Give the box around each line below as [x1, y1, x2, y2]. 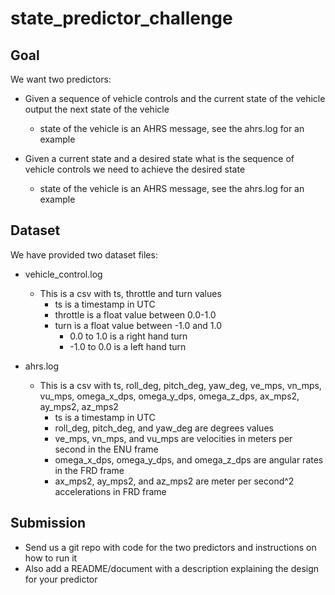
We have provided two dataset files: [10, 248, 158, 261]
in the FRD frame [54, 464, 125, 476]
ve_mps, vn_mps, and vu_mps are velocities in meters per [54, 432, 293, 444]
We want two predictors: [10, 73, 112, 85]
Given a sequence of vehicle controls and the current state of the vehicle [24, 93, 326, 104]
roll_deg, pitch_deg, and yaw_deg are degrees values [54, 422, 274, 434]
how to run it [24, 552, 78, 564]
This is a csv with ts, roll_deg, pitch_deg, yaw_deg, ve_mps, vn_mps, [39, 379, 322, 391]
